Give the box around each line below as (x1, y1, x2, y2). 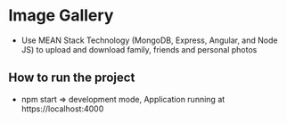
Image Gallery (8, 5, 114, 26)
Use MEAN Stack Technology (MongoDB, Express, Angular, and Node (20, 35, 278, 45)
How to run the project (8, 70, 135, 86)
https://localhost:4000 (20, 103, 104, 114)
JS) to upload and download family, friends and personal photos (20, 44, 258, 54)
